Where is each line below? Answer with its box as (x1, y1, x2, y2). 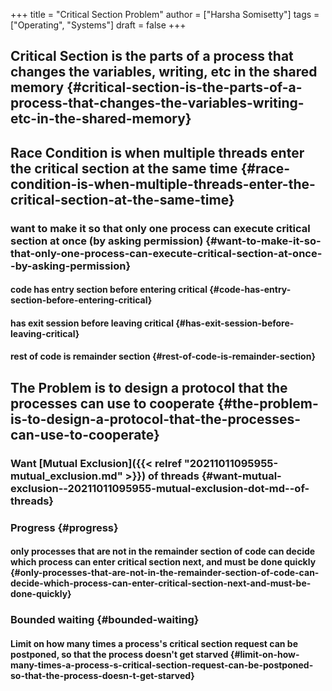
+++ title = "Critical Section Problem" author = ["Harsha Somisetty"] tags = (10, 9, 320, 20)
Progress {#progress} (10, 520, 119, 534)
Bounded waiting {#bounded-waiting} (10, 613, 200, 627)
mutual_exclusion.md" (10, 469, 123, 483)
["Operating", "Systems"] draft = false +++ (10, 19, 187, 31)
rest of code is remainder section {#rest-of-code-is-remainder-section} (10, 350, 316, 363)
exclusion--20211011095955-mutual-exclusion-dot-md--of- (10, 481, 310, 495)
